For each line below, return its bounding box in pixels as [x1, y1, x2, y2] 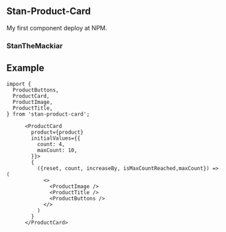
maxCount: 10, [36, 147, 78, 154]
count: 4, [36, 140, 66, 147]
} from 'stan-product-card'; [6, 110, 90, 118]
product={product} [31, 129, 84, 136]
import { [6, 81, 32, 87]
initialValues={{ [31, 134, 80, 142]
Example [6, 62, 45, 74]
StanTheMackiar [6, 41, 63, 50]
